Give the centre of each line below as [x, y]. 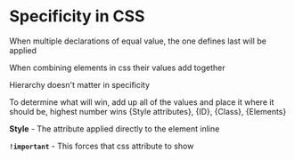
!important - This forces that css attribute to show [102, 146]
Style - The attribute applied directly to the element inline [115, 128]
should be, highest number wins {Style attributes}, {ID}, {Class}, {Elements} [148, 111]
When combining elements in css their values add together [117, 68]
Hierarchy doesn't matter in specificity [79, 84]
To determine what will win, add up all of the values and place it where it [142, 102]
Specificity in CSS [77, 16]
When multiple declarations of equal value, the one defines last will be [138, 41]
